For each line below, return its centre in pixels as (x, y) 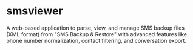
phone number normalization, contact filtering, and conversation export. (96, 40)
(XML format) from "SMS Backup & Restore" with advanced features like (96, 34)
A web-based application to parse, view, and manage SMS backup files (96, 28)
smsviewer (35, 11)
